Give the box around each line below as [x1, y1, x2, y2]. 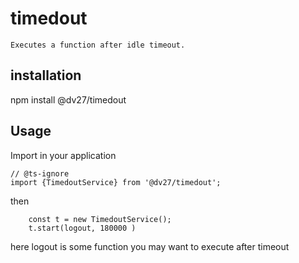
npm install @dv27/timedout [10, 93, 127, 106]
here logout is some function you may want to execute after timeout [10, 240, 290, 252]
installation [10, 67, 82, 84]
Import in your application [10, 149, 117, 161]
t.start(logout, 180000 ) [28, 223, 137, 233]
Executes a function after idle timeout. [10, 40, 186, 50]
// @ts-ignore [10, 168, 70, 179]
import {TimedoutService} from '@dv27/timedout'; [10, 177, 222, 187]
